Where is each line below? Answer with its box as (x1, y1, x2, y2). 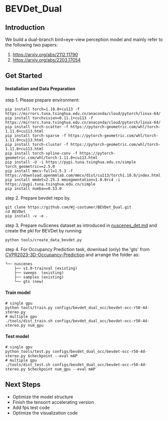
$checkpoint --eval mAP (27, 353, 78, 358)
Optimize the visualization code (12, 409, 78, 416)
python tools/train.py (5, 305, 53, 310)
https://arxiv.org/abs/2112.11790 (12, 51, 78, 57)
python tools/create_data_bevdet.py (5, 237, 82, 243)
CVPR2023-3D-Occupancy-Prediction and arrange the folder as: (5, 252, 140, 258)
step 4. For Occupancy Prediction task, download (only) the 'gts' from (5, 246, 150, 252)
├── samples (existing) (14, 274, 64, 280)
